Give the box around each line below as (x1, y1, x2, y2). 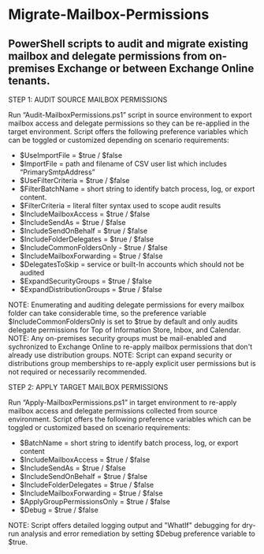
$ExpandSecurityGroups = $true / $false (19, 276, 152, 286)
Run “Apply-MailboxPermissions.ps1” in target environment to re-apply (8, 398, 237, 407)
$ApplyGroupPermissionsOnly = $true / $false (19, 497, 171, 506)
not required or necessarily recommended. (8, 367, 147, 376)
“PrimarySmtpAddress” (19, 167, 96, 177)
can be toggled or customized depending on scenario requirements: (8, 136, 230, 144)
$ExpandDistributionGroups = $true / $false (19, 285, 163, 294)
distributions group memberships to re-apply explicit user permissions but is (8, 359, 256, 368)
